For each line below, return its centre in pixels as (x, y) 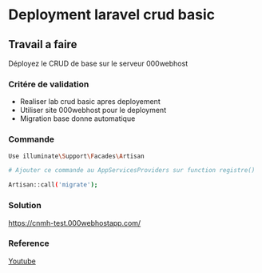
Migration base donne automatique (77, 118)
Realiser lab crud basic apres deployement (90, 102)
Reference (29, 243)
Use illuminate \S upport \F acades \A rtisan (77, 156)
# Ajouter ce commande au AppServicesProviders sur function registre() (132, 171)
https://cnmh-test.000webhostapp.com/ (75, 223)
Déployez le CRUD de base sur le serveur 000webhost (98, 63)
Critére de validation (49, 84)
